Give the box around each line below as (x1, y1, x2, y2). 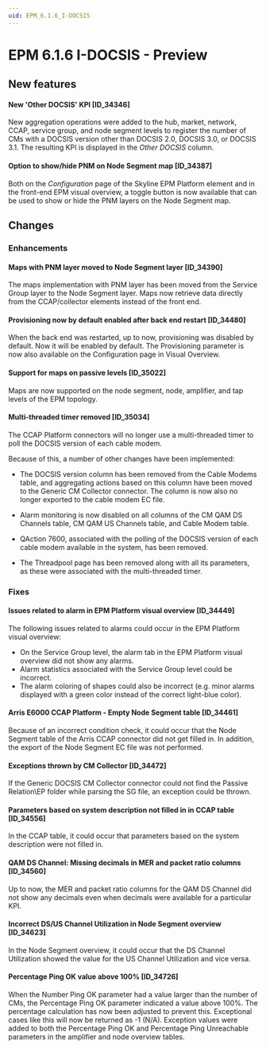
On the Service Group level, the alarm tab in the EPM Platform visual (19, 647, 243, 657)
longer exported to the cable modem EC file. (19, 494, 165, 504)
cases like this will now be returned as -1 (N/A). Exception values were (8, 1016, 238, 1025)
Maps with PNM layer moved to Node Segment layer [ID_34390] (8, 262, 223, 271)
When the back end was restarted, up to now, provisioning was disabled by (8, 333, 254, 342)
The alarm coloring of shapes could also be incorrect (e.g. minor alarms (19, 681, 255, 691)
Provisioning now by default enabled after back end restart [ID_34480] (8, 315, 246, 325)
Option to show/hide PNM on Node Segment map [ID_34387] (8, 161, 213, 170)
